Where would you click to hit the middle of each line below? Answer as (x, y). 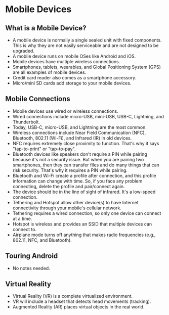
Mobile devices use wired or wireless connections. (65, 111)
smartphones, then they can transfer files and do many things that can (86, 165)
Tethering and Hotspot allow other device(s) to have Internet (76, 202)
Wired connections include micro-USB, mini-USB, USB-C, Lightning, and (88, 116)
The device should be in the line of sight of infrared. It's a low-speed (84, 192)
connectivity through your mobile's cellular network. (67, 208)
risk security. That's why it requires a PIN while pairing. (70, 170)
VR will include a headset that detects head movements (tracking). (82, 301)
